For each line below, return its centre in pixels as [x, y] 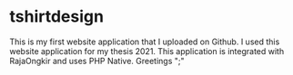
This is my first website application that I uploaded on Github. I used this [145, 42]
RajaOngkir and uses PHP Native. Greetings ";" [97, 61]
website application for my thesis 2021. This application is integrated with [147, 51]
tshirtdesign [57, 17]
